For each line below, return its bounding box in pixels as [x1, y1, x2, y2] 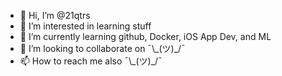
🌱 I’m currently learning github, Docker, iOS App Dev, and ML [19, 31, 272, 42]
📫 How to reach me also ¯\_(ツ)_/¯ [19, 55, 163, 67]
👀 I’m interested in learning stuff [19, 20, 152, 32]
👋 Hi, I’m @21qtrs [19, 10, 91, 21]
